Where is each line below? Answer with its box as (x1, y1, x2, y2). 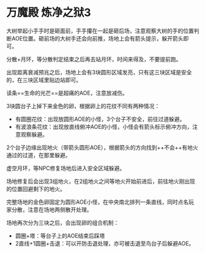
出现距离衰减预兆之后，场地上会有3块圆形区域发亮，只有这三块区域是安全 (6, 68, 192, 76)
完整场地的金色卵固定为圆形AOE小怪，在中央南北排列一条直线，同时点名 (6, 198, 189, 206)
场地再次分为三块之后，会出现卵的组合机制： (6, 219, 119, 226)
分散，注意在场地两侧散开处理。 (11, 206, 92, 213)
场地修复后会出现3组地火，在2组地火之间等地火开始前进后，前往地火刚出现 (6, 177, 196, 185)
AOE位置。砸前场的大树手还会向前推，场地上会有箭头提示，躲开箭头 (11, 34, 184, 42)
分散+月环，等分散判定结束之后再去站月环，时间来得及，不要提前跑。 (6, 55, 182, 63)
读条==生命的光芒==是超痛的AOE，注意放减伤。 (6, 89, 129, 96)
